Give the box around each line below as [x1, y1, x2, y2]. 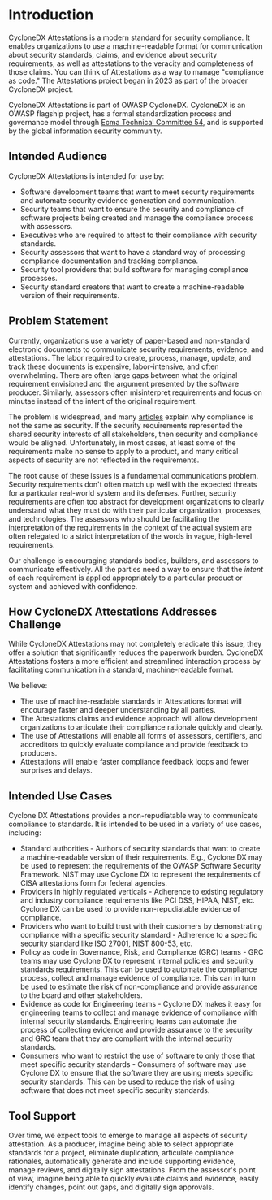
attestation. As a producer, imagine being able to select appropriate [8, 1139, 234, 1149]
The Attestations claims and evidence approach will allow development [19, 713, 258, 724]
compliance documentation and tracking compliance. [19, 256, 199, 266]
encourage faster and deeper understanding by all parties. [19, 705, 217, 715]
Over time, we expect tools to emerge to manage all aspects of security [8, 1131, 248, 1140]
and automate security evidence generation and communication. [19, 195, 237, 205]
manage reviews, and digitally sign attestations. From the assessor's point [8, 1165, 256, 1175]
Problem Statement [8, 314, 109, 328]
